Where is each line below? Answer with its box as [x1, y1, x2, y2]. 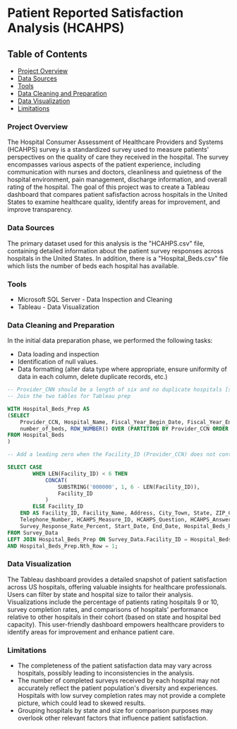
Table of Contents [7, 48, 88, 60]
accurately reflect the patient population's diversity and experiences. [17, 684, 219, 692]
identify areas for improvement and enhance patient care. [7, 627, 175, 636]
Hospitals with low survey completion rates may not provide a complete [17, 692, 226, 700]
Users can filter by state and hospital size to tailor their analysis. [7, 590, 194, 598]
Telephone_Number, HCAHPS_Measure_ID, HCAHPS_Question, [20, 517, 188, 524]
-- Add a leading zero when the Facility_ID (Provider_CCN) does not [7, 451, 217, 458]
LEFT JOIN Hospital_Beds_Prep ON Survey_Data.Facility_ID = [7, 536, 188, 543]
